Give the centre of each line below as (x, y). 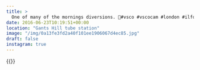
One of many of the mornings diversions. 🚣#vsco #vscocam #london (96, 17)
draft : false (22, 39)
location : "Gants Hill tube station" (53, 28)
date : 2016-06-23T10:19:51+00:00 (48, 22)
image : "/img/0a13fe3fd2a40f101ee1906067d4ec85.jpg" (73, 34)
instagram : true (26, 45)
